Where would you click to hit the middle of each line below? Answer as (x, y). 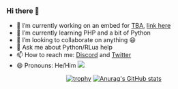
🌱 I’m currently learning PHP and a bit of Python (84, 33)
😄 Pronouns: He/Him (46, 66)
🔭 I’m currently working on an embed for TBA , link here (93, 26)
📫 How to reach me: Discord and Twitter (74, 55)
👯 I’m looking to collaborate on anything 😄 (76, 40)
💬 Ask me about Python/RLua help (64, 48)
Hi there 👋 (23, 11)
